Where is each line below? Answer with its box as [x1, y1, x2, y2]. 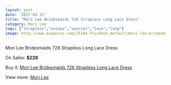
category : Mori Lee [5, 21, 47, 27]
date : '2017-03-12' [5, 12, 47, 17]
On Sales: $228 [5, 55, 38, 61]
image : [5, 31, 19, 36]
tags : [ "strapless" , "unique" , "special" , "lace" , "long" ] [5, 26, 124, 31]
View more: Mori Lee [5, 74, 49, 80]
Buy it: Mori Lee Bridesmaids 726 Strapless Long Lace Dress [5, 64, 132, 70]
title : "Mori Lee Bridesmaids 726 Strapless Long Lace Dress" [5, 17, 140, 22]
